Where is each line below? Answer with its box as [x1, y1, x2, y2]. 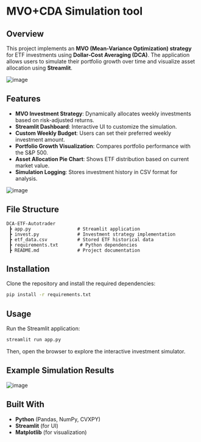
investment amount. [15, 136, 65, 143]
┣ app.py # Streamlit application [9, 226, 140, 232]
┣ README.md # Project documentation [9, 247, 140, 253]
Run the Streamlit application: [6, 325, 80, 332]
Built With [6, 399, 44, 410]
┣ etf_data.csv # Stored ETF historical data [9, 236, 154, 242]
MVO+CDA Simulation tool [6, 4, 143, 18]
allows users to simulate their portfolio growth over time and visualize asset [6, 58, 196, 65]
